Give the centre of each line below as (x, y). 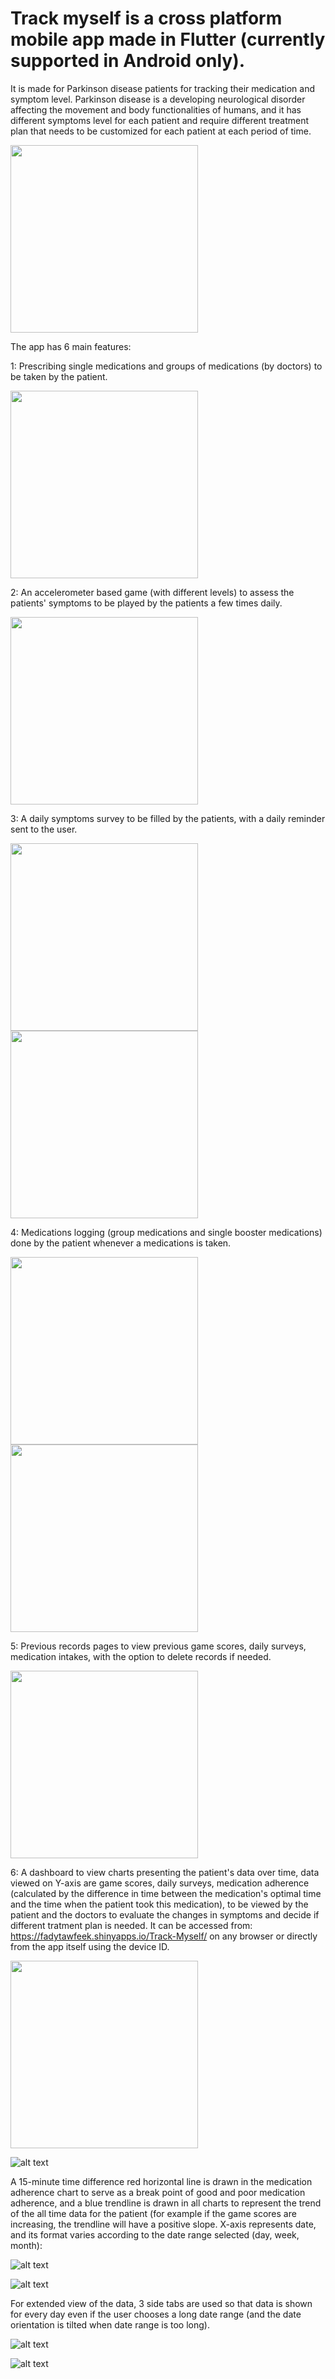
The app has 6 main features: (71, 346)
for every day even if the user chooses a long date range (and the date (156, 2314)
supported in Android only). (128, 61)
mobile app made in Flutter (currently (168, 39)
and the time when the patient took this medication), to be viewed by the (159, 1904)
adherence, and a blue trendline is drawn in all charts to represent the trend (166, 2203)
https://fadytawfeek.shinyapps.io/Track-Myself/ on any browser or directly (164, 1936)
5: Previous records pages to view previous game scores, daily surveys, (158, 1646)
